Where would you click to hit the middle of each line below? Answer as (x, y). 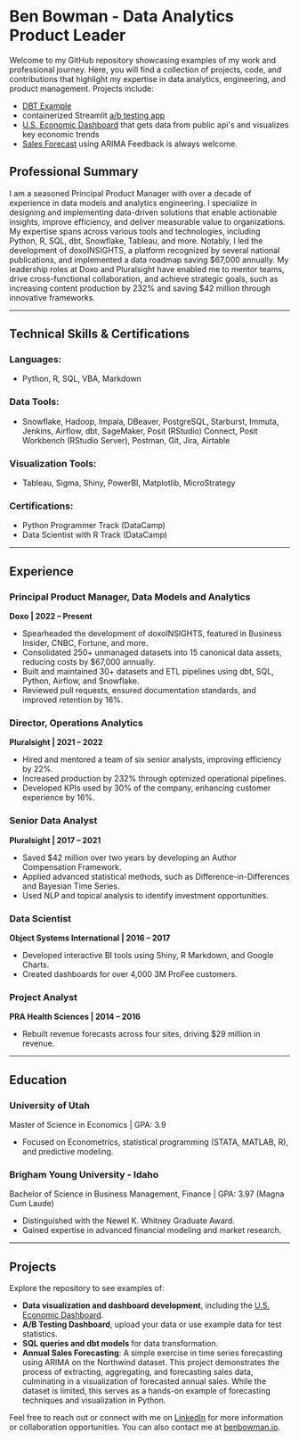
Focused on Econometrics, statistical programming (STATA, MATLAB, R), (155, 1142)
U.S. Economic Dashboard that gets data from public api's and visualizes (155, 124)
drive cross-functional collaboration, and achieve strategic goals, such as (144, 278)
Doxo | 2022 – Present (51, 617)
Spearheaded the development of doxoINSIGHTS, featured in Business (152, 634)
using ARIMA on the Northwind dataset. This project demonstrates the (151, 1362)
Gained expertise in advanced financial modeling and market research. (152, 1230)
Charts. (36, 965)
